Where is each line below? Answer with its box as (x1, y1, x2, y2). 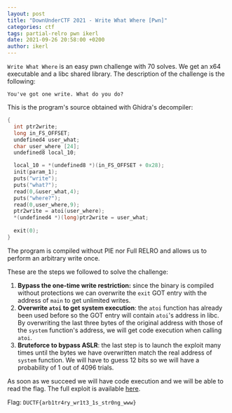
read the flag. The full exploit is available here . (7, 384, 141, 393)
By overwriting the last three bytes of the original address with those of (17, 318, 223, 327)
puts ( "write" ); (13, 175, 58, 182)
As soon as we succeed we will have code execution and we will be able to (7, 376, 224, 385)
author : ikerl (7, 43, 49, 50)
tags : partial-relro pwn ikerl (7, 29, 99, 37)
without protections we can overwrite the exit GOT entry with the (17, 289, 207, 297)
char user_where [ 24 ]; (13, 143, 80, 150)
